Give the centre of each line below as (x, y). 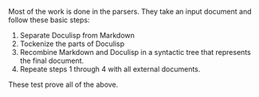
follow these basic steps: (49, 20)
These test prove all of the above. (63, 84)
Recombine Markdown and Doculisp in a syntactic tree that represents (135, 52)
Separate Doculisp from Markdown (77, 35)
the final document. (52, 60)
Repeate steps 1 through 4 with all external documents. (110, 69)
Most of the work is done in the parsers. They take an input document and (130, 12)
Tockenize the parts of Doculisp (72, 44)
